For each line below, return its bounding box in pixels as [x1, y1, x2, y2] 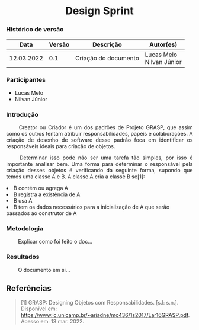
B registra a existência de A [14, 191, 81, 198]
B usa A [14, 197, 33, 204]
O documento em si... [17, 266, 70, 273]
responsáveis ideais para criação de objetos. [6, 143, 115, 150]
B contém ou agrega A [14, 185, 68, 192]
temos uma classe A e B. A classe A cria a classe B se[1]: [6, 173, 145, 180]
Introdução [6, 110, 38, 118]
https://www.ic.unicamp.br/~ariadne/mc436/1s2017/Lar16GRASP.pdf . [20, 312, 190, 319]
